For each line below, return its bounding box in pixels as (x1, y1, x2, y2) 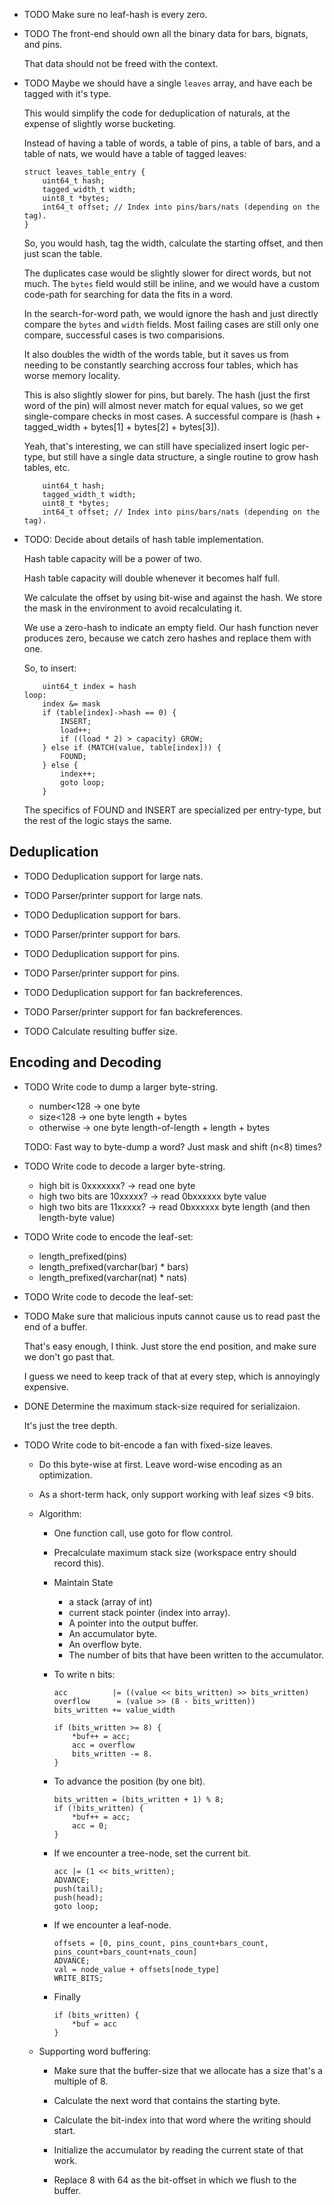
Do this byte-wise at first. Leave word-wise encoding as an (38, 1458, 282, 1470)
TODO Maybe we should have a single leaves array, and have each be (23, 77, 313, 89)
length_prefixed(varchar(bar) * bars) (38, 1260, 189, 1273)
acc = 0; (72, 1820, 109, 1831)
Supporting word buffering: (38, 2045, 151, 2057)
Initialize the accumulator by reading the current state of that (53, 2144, 304, 2156)
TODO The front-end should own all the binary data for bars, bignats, (23, 28, 309, 39)
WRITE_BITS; (53, 1973, 104, 1983)
